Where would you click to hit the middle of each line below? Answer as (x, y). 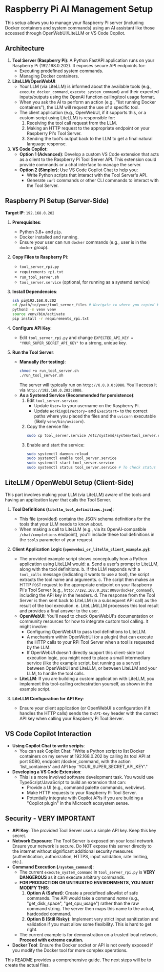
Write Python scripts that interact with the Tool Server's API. (87, 175)
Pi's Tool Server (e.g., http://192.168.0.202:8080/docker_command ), (87, 590)
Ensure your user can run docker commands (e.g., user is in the (83, 242)
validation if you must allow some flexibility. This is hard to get (89, 924)
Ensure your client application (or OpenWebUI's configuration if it (85, 708)
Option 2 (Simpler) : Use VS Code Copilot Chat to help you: (79, 170)
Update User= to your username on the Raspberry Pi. (87, 405)
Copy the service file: (48, 426)
